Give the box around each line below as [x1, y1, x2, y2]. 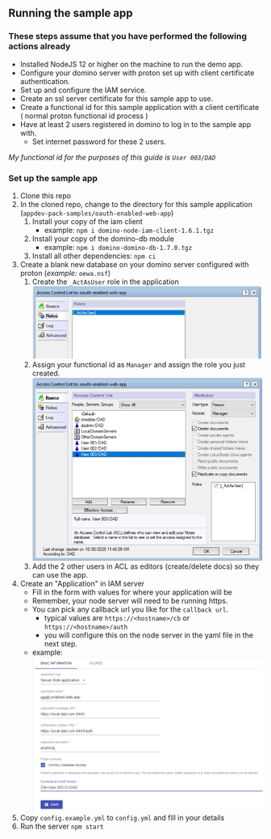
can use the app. [31, 570, 89, 580]
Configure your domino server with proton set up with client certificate [19, 68, 255, 78]
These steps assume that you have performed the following [8, 31, 248, 42]
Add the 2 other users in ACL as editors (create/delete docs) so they [31, 561, 260, 571]
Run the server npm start [19, 821, 104, 831]
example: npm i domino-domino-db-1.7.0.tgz [44, 242, 193, 252]
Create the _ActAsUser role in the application [31, 277, 179, 286]
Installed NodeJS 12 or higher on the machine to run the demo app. [19, 59, 244, 69]
